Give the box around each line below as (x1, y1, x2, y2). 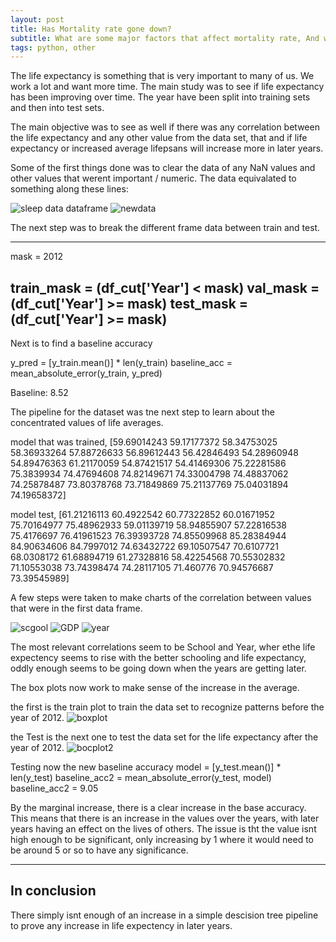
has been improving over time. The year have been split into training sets (10, 91, 311, 103)
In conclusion (10, 882, 97, 900)
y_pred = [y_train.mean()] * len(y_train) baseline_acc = (10, 357, 233, 369)
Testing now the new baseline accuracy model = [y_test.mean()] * (10, 761, 282, 773)
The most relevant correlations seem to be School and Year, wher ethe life (10, 641, 316, 653)
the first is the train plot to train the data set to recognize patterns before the (10, 701, 325, 713)
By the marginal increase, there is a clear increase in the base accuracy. (10, 802, 307, 814)
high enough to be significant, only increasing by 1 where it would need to (10, 834, 315, 846)
